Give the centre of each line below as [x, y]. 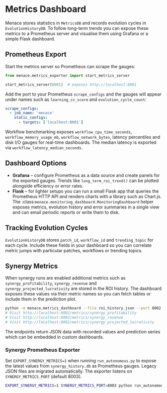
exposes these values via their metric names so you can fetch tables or [78, 294]
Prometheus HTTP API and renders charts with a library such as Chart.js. [87, 196]
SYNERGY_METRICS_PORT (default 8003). [43, 377]
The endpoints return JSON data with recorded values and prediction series [83, 331]
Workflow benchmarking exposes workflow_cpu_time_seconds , [69, 132]
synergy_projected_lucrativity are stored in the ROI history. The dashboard [83, 289]
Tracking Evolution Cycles [46, 228]
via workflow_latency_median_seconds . [44, 147]
